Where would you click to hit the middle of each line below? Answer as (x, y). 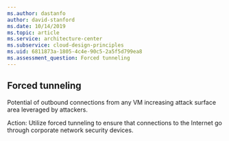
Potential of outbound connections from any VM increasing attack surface (112, 102)
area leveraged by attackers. (47, 110)
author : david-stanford (41, 20)
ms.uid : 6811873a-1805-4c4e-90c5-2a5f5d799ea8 (75, 52)
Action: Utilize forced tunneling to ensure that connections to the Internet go (115, 123)
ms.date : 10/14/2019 (37, 26)
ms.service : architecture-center (55, 39)
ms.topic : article (33, 33)
